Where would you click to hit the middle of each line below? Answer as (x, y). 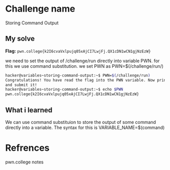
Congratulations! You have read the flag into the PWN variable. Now (80, 80)
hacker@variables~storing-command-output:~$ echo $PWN (64, 90)
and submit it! (21, 85)
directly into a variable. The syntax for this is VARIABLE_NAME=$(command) (85, 127)
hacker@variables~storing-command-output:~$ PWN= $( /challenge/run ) (78, 75)
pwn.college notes (25, 162)
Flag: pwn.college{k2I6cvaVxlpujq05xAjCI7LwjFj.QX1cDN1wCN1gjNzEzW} (78, 51)
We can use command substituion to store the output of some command (81, 122)
